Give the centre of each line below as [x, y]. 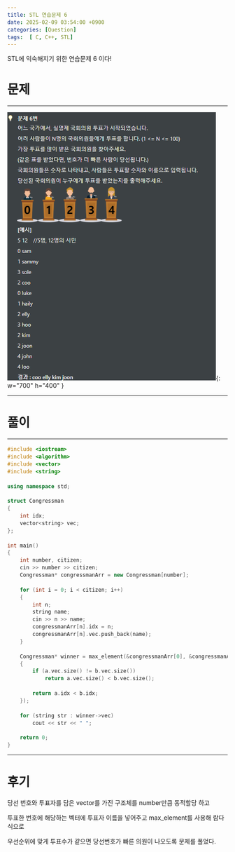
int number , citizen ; [51, 560]
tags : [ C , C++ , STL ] [40, 37]
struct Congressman [36, 501]
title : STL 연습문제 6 [37, 15]
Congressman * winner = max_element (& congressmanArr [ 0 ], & [106, 656]
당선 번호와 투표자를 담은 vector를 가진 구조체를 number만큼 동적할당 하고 [108, 802]
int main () [23, 546]
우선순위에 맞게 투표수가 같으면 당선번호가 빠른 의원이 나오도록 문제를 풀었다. [112, 841]
